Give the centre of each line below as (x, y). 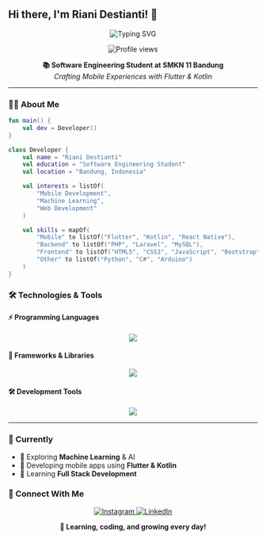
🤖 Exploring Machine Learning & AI (77, 457)
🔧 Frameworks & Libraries (51, 356)
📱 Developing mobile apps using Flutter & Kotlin (98, 465)
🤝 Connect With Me (46, 494)
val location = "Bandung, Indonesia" (85, 172)
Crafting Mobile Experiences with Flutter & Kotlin (133, 76)
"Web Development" (67, 208)
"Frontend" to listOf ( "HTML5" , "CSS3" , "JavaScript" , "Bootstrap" (148, 252)
